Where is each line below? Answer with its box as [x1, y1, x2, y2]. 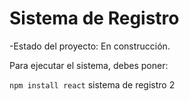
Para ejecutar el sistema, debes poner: [9, 59, 169, 71]
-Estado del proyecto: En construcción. [9, 40, 171, 52]
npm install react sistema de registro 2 [9, 78, 176, 91]
